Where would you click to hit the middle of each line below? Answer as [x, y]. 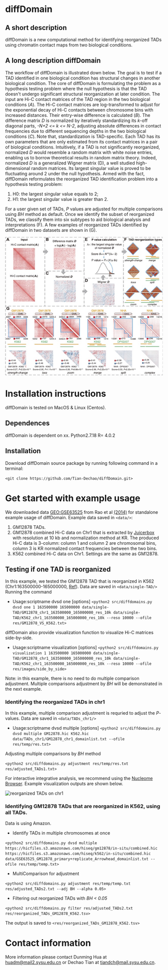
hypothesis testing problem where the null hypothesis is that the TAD [76, 88]
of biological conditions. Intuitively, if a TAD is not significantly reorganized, [82, 147]
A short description [36, 28]
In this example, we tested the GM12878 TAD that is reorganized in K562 [79, 581]
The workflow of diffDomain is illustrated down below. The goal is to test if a [83, 72]
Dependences [27, 423]
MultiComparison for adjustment [46, 874]
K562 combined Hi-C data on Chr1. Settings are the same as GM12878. [85, 554]
